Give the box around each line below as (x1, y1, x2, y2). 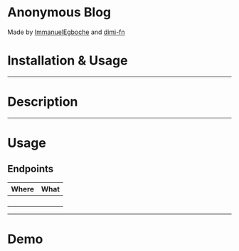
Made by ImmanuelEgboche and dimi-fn (7, 28, 126, 36)
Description (7, 94, 78, 110)
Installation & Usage (7, 52, 128, 69)
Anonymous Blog (7, 4, 112, 21)
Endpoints (7, 163, 54, 175)
